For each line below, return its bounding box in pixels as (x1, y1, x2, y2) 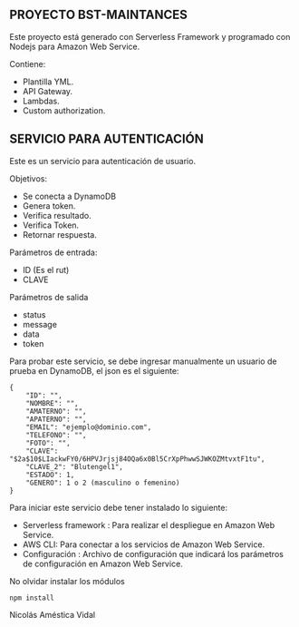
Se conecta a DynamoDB (22, 191, 116, 201)
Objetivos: (9, 172, 48, 184)
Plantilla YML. (22, 76, 74, 87)
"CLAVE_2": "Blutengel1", (25, 462, 124, 471)
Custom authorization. (22, 104, 106, 116)
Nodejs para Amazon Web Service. (9, 41, 140, 52)
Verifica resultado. (22, 210, 92, 220)
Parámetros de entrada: (9, 247, 98, 258)
